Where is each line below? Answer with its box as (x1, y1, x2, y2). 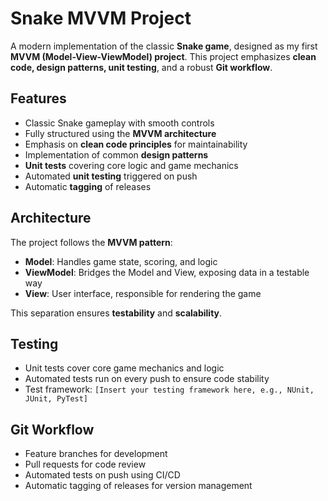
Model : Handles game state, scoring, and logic (24, 255, 218, 267)
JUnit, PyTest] (24, 394, 89, 404)
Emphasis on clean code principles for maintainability (24, 138, 248, 150)
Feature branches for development (24, 448, 168, 460)
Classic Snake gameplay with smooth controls (24, 117, 215, 129)
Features (10, 90, 67, 107)
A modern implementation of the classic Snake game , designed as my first (10, 40, 318, 52)
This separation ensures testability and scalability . (10, 307, 223, 319)
